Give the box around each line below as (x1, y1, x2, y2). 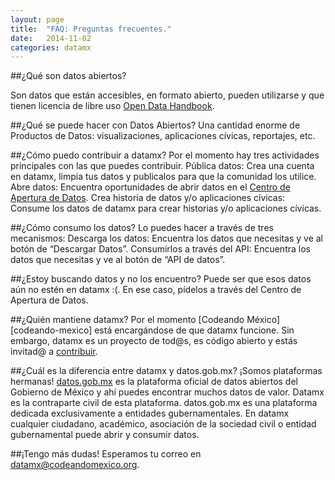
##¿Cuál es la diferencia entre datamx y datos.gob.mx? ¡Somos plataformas (10, 365, 323, 377)
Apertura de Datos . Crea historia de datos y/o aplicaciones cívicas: (10, 192, 286, 204)
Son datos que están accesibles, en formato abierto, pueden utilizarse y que (10, 89, 325, 101)
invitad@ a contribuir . (10, 346, 98, 358)
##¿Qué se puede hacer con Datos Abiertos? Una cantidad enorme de (10, 119, 301, 131)
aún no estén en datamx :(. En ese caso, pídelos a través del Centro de (10, 284, 302, 296)
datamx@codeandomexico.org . (10, 459, 140, 471)
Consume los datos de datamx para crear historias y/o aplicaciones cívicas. (10, 202, 322, 215)
